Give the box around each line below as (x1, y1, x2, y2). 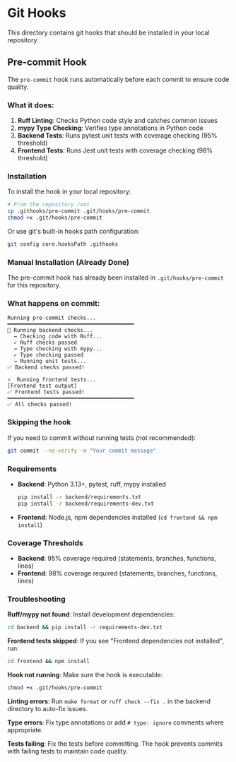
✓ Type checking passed (13, 352, 83, 359)
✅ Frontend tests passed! (7, 388, 85, 396)
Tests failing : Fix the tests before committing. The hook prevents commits (7, 739, 223, 748)
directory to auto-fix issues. (7, 704, 88, 713)
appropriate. (7, 725, 44, 734)
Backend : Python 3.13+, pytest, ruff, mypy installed (17, 480, 166, 488)
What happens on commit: (7, 299, 100, 309)
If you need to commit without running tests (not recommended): (7, 433, 196, 442)
